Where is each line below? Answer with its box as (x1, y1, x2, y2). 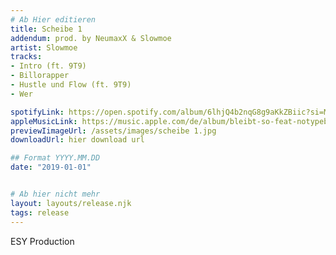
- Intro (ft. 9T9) (10, 61, 87, 71)
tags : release (10, 207, 70, 218)
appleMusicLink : (10, 116, 78, 126)
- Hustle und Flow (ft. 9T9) (10, 80, 132, 90)
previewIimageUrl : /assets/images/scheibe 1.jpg (10, 126, 217, 136)
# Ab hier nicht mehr (10, 189, 101, 199)
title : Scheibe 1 (10, 24, 83, 34)
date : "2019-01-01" (10, 162, 92, 173)
